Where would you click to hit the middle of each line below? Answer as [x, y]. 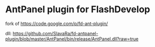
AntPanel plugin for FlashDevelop [78, 9]
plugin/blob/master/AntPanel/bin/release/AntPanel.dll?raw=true [72, 39]
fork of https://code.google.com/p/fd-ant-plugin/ [57, 24]
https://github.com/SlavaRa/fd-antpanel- [55, 33]
